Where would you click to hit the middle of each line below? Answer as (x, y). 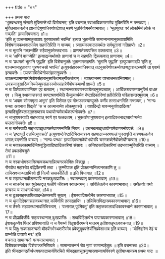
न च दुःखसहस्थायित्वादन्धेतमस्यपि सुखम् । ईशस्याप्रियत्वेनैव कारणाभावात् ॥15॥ (66, 195)
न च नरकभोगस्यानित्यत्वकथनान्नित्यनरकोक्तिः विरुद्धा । (47, 162)
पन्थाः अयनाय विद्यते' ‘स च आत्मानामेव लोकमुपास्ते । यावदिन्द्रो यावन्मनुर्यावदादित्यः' (68, 106)
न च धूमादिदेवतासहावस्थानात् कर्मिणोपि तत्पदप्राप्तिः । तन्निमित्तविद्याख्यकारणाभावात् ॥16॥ (73, 201)
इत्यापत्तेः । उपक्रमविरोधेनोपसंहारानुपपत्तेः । (38, 73)
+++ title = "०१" (21, 7)
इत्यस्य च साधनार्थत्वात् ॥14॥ (28, 190)
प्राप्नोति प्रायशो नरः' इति (23, 234)
